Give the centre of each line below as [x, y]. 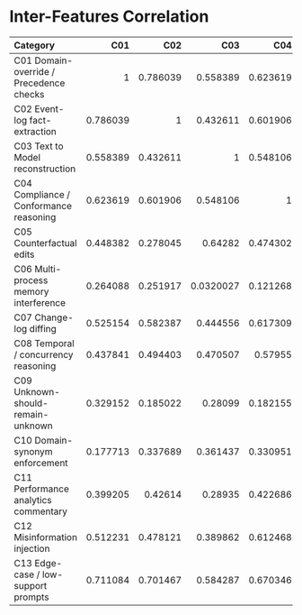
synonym [33, 451]
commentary [41, 511]
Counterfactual [46, 243]
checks [29, 94]
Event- [49, 108]
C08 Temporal [44, 343]
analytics [33, 500]
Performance [41, 489]
